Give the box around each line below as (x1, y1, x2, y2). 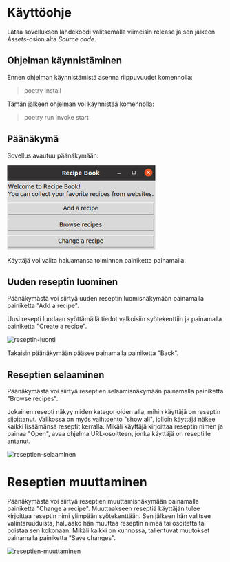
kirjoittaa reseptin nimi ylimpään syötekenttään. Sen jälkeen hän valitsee (7, 512, 211, 520)
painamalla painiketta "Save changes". (7, 534, 116, 542)
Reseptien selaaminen (7, 369, 105, 380)
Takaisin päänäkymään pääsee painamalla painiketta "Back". (7, 349, 179, 357)
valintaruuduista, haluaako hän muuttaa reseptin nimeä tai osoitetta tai (7, 519, 206, 528)
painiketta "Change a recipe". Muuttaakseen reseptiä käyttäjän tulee (7, 504, 200, 513)
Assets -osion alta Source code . (7, 34, 96, 43)
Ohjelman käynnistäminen (7, 55, 123, 67)
